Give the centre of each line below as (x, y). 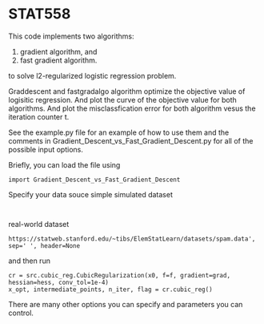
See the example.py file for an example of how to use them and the (119, 132)
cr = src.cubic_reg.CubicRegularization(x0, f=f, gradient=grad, (119, 275)
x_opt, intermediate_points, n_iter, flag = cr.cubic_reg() (111, 290)
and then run (29, 261)
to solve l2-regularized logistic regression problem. (92, 75)
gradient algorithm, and (58, 51)
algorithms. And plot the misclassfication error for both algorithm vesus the (132, 108)
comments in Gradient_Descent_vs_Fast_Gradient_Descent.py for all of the (131, 140)
